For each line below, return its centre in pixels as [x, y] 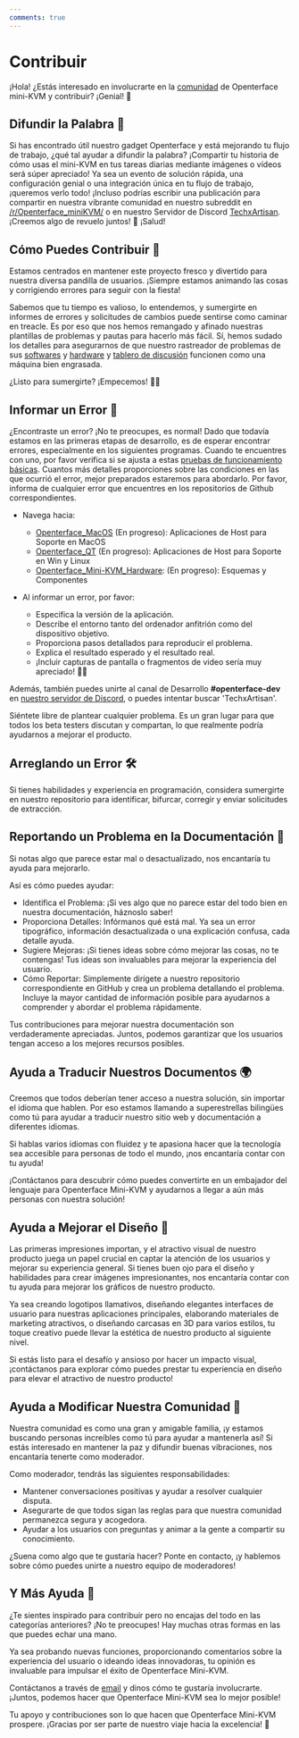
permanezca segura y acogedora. [84, 1520]
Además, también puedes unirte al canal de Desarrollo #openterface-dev [145, 688]
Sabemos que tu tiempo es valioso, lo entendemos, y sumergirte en [133, 307]
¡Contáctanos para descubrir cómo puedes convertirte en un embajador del [148, 1180]
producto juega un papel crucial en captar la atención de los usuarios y [140, 1259]
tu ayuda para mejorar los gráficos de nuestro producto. [112, 1287]
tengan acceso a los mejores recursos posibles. [97, 1043]
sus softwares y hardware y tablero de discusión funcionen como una [137, 355]
